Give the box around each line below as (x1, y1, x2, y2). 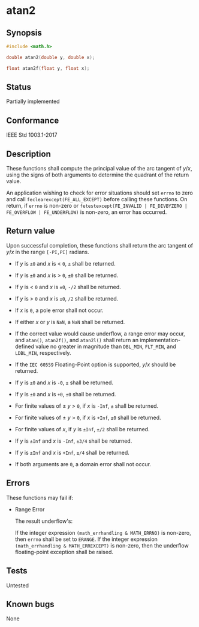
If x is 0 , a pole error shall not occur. (14, 307, 104, 314)
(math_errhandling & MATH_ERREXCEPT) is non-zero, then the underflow (14, 541, 189, 549)
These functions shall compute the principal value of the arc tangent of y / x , (6, 165, 193, 172)
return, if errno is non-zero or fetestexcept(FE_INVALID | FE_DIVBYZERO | (6, 202, 188, 210)
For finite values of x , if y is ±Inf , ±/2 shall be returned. (14, 425, 150, 432)
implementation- (140, 336, 181, 343)
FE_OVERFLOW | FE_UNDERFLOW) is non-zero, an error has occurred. (6, 208, 167, 216)
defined (14, 343, 35, 350)
